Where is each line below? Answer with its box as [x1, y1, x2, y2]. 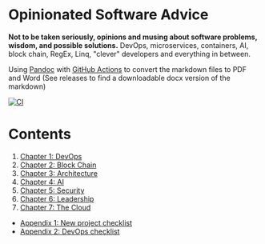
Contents [8, 126, 72, 143]
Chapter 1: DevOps [19, 151, 82, 161]
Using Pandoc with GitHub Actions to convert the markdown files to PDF [8, 64, 247, 74]
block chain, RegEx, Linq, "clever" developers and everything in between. [8, 49, 251, 58]
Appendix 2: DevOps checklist [19, 226, 120, 236]
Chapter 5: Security [19, 186, 85, 195]
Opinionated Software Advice [8, 6, 209, 24]
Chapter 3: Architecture [19, 168, 98, 178]
